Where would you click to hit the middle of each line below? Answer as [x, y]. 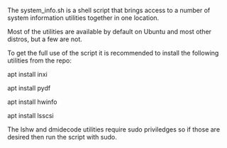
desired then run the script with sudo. [62, 137]
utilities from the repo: [40, 60]
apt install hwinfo [32, 102]
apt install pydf [29, 88]
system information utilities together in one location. [83, 18]
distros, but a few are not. [45, 39]
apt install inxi [27, 74]
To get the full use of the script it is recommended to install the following [113, 53]
